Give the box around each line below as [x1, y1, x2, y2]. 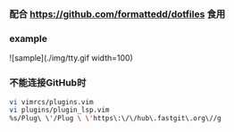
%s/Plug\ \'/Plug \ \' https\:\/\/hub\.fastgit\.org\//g [9, 114, 221, 123]
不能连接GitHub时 [9, 77, 87, 89]
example [9, 32, 47, 45]
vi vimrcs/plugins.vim [9, 97, 94, 106]
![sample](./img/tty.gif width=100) [9, 53, 134, 63]
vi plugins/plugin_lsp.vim [9, 105, 110, 115]
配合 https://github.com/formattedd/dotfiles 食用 [9, 7, 226, 20]
